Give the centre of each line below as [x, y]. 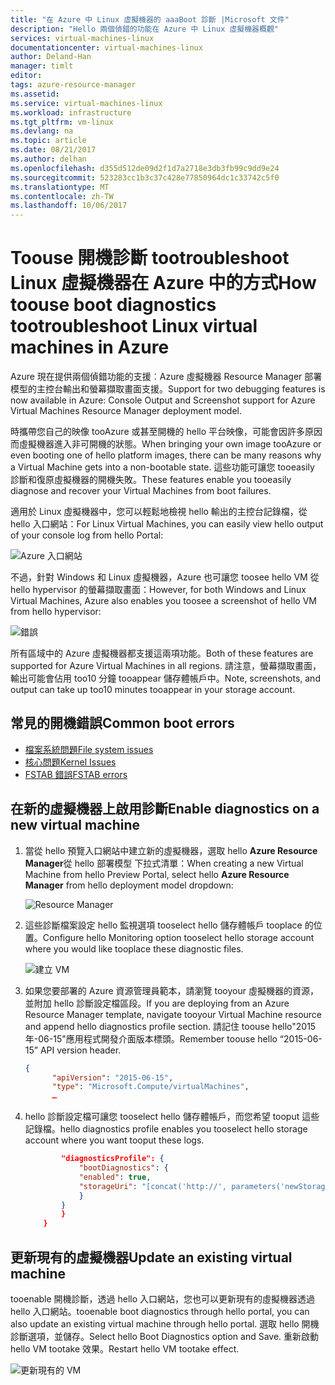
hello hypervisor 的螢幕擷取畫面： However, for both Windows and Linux [158, 590]
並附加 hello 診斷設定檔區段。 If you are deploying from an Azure [157, 1003]
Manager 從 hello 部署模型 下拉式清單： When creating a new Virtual [164, 863]
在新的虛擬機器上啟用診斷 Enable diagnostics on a [165, 809]
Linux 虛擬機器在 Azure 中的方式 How [163, 283]
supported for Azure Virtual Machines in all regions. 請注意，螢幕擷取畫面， [166, 666]
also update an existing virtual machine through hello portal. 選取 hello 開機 [165, 1324]
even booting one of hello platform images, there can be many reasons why [166, 455]
